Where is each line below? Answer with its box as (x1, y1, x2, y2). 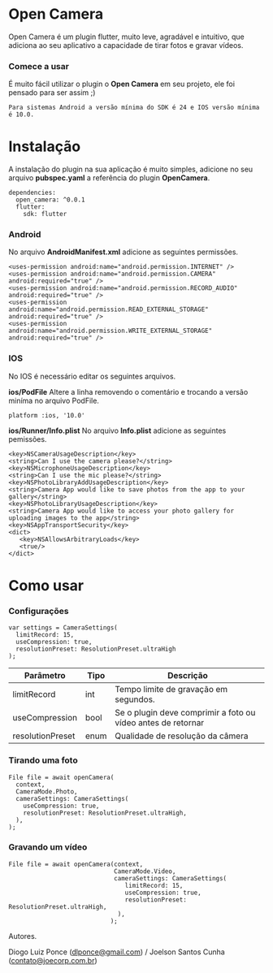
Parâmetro (24, 670, 67, 681)
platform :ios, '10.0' (8, 411, 85, 419)
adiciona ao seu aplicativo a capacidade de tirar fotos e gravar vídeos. (8, 40, 244, 50)
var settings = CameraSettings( (8, 624, 118, 632)
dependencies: (8, 188, 57, 197)
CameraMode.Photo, (15, 787, 79, 796)
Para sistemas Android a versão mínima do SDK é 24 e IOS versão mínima (8, 103, 260, 112)
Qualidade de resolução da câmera (115, 730, 249, 742)
